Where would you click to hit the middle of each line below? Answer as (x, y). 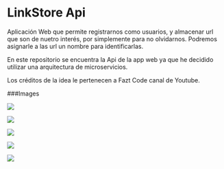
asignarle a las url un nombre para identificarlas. (75, 46)
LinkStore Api (46, 13)
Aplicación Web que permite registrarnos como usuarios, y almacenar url (110, 32)
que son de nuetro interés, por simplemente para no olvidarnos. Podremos (112, 38)
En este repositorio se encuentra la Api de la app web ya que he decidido (110, 59)
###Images (23, 93)
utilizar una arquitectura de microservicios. (67, 67)
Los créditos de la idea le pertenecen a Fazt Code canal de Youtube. (103, 80)
